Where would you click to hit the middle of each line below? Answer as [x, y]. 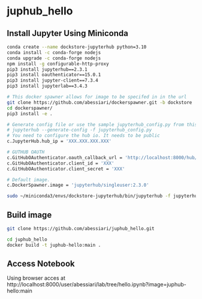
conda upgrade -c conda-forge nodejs [54, 58]
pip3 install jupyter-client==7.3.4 [52, 80]
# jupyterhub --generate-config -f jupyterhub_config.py [79, 130]
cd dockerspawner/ [30, 108]
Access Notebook [41, 263]
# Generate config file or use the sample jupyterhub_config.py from [96, 124]
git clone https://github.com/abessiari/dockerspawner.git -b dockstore [100, 102]
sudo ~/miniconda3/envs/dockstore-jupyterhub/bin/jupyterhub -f [89, 196]
